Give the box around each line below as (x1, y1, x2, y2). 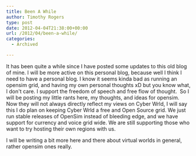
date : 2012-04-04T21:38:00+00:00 (6, 25, 88, 31)
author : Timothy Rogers (6, 14, 65, 20)
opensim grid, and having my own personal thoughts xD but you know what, (6, 81, 191, 88)
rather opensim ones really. (6, 142, 72, 150)
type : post (6, 19, 33, 25)
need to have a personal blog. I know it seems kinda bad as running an (6, 75, 178, 82)
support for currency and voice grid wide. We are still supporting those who (6, 119, 190, 126)
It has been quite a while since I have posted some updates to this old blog (6, 62, 187, 69)
